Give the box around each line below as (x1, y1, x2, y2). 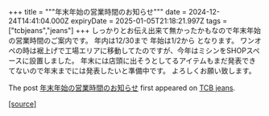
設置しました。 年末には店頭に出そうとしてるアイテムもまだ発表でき (29, 56, 256, 65)
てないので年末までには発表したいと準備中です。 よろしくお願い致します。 (8, 66, 256, 75)
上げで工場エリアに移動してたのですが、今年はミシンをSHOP (43, 46, 247, 55)
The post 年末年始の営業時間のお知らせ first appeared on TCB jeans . (8, 83, 236, 93)
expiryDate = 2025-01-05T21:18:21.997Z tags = (70, 16, 228, 26)
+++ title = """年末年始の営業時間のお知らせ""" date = (8, 7, 187, 16)
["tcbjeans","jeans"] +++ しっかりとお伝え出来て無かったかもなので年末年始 (8, 26, 262, 35)
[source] (8, 99, 37, 109)
